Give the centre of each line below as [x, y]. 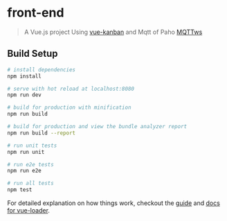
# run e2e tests [30, 164]
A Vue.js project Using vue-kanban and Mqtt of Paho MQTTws [113, 32]
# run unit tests [32, 145]
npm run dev [24, 95]
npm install [24, 76]
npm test [20, 190]
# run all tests [30, 184]
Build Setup [33, 54]
